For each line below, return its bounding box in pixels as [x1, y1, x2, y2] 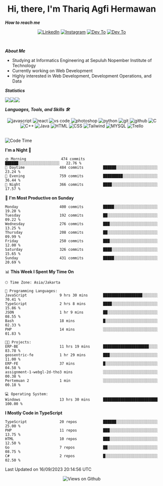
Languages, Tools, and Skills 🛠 [5, 106, 70, 112]
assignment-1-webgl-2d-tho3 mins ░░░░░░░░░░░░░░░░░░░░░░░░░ [5, 369, 158, 374]
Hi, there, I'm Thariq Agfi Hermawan [7, 3, 156, 15]
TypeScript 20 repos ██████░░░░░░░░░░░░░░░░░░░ [5, 419, 158, 424]
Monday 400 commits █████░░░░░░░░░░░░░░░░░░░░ [5, 204, 158, 209]
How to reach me [5, 20, 40, 25]
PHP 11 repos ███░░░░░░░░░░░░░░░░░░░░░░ [5, 428, 158, 433]
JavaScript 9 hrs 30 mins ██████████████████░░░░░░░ [5, 293, 158, 298]
